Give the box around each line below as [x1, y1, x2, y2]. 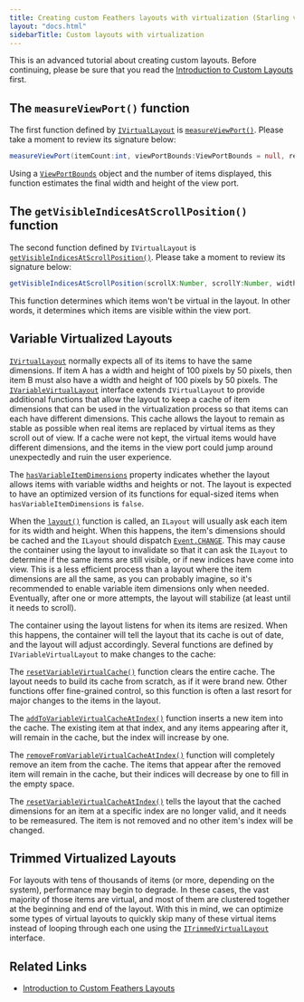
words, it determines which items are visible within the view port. [9, 304, 252, 315]
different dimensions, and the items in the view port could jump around [9, 441, 273, 453]
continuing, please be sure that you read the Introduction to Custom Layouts [9, 64, 294, 75]
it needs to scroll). [9, 602, 77, 612]
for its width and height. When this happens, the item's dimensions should [9, 525, 286, 535]
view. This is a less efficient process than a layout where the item [9, 564, 252, 574]
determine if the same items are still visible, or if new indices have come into [9, 554, 294, 564]
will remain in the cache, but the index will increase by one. [9, 731, 230, 743]
